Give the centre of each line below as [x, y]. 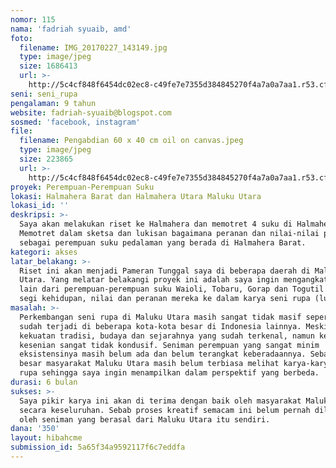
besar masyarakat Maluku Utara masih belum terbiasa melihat [149, 364]
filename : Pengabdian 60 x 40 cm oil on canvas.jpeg [131, 141]
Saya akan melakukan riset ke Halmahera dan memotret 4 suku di [156, 224]
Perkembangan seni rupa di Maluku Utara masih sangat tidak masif [160, 317]
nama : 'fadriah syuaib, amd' [71, 29]
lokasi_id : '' [40, 206]
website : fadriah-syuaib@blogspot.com [91, 112]
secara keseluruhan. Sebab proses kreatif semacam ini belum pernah [165, 410]
